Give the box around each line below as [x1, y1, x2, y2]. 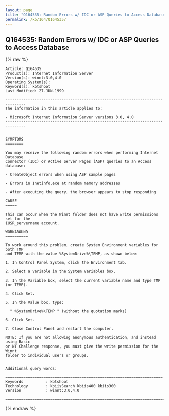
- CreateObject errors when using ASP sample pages [5, 172, 116, 177]
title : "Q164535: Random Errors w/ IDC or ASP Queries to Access [5, 12, 145, 17]
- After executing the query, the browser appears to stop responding [5, 190, 156, 195]
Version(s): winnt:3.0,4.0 [5, 75, 62, 81]
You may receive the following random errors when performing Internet [5, 150, 158, 155]
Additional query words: [5, 366, 57, 371]
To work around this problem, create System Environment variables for [5, 243, 158, 248]
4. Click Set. [5, 291, 35, 296]
